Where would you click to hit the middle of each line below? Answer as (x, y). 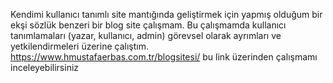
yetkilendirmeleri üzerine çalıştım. (79, 46)
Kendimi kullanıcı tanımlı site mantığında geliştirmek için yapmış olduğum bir (166, 14)
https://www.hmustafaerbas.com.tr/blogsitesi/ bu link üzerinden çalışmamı (164, 57)
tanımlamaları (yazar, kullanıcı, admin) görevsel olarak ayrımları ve (146, 35)
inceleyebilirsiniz (45, 67)
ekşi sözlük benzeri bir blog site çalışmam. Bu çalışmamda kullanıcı (148, 25)
